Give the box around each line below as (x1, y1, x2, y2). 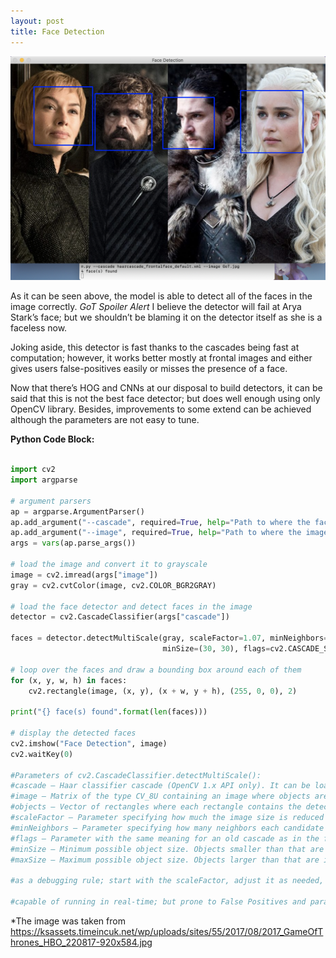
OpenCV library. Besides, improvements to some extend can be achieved (10, 403, 312, 415)
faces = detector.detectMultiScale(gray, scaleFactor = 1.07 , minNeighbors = (10, 633, 329, 644)
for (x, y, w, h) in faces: (10, 675, 128, 685)
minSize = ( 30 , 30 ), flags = (162, 644, 271, 654)
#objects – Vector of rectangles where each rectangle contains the (10, 802, 302, 812)
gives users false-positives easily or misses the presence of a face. (10, 363, 288, 375)
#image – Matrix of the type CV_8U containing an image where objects (10, 791, 311, 802)
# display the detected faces (10, 728, 137, 739)
